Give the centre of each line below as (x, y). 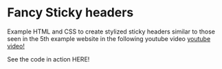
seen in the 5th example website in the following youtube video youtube (109, 38)
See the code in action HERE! (48, 59)
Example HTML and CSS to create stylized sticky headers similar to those (111, 31)
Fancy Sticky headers (70, 13)
